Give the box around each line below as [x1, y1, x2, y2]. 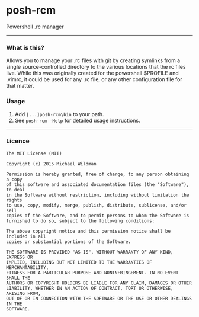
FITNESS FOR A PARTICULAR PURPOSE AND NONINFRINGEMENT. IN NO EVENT [6, 270, 179, 276]
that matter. [6, 82, 34, 89]
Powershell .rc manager [6, 23, 64, 30]
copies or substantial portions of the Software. [6, 238, 131, 245]
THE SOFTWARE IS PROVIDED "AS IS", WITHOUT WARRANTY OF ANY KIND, [6, 249, 174, 255]
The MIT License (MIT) [6, 151, 62, 156]
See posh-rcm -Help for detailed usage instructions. [14, 117, 140, 124]
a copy [6, 176, 23, 182]
